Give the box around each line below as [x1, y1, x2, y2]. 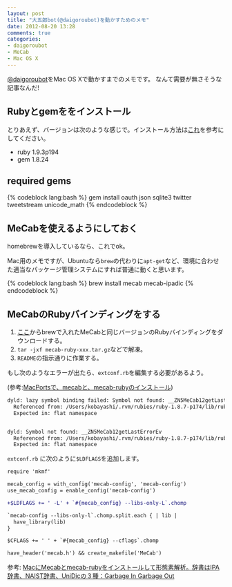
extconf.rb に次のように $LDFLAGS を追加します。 [7, 454, 143, 463]
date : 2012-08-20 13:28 [7, 23, 76, 30]
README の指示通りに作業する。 [17, 354, 103, 362]
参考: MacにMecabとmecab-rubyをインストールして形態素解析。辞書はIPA [7, 564, 220, 572]
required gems [7, 175, 72, 186]
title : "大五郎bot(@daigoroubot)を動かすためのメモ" [7, 17, 150, 23]
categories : [7, 36, 41, 43]
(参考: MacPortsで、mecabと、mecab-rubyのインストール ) [7, 383, 174, 391]
